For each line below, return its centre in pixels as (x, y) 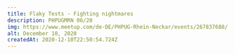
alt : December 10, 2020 (42, 33)
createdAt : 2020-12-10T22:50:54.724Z (63, 40)
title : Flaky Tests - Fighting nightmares (70, 14)
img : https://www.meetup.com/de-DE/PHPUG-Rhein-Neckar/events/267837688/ (118, 27)
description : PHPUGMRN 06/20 (50, 20)
